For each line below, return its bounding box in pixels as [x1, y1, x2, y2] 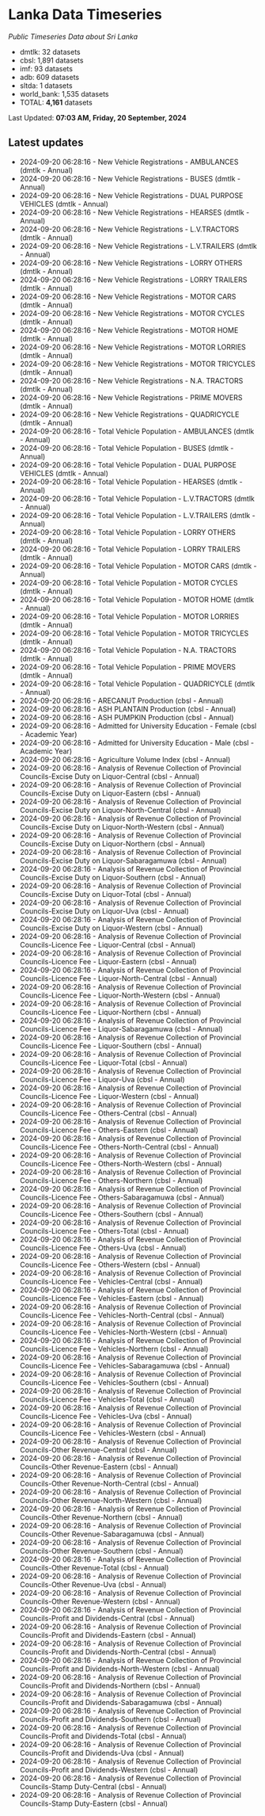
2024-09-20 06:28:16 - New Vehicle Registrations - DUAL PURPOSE [19, 190, 244, 200]
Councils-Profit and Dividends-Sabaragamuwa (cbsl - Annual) [19, 1697, 223, 1707]
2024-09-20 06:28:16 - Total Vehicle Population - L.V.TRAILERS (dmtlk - [19, 510, 256, 520]
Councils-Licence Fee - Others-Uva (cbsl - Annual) [19, 1242, 187, 1253]
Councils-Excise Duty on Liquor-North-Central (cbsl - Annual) [19, 805, 221, 815]
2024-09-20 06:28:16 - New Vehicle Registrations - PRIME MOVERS [19, 392, 243, 402]
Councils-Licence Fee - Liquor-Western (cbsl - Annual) [19, 1091, 199, 1101]
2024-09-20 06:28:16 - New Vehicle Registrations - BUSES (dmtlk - [19, 174, 241, 183]
